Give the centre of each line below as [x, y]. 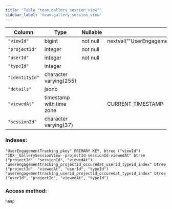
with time [55, 104]
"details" [20, 89]
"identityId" [24, 77]
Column [24, 32]
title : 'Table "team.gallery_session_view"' [53, 10]
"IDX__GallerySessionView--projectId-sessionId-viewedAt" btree [75, 155]
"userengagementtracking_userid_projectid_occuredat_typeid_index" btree [86, 173]
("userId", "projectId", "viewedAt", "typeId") [57, 178]
